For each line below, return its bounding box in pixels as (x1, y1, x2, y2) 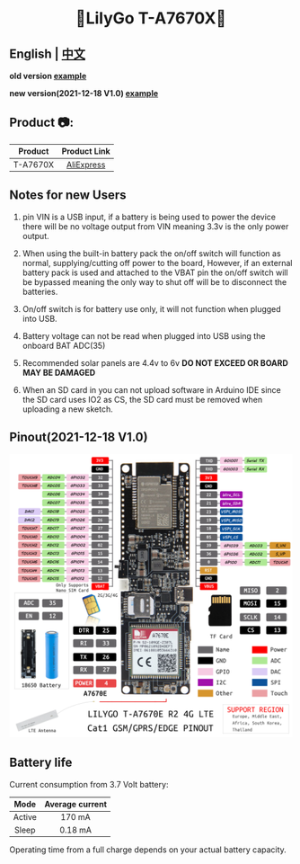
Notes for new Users (9, 188, 128, 203)
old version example (9, 71, 87, 81)
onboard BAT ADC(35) (22, 340, 106, 351)
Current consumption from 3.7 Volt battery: (9, 779, 169, 789)
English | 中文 (9, 46, 86, 61)
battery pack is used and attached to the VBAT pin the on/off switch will (22, 267, 289, 278)
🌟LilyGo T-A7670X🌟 (75, 8, 227, 29)
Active (13, 812, 38, 823)
